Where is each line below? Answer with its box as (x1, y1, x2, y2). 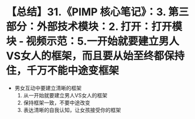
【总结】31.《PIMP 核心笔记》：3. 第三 (6, 5, 189, 19)
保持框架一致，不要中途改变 (23, 99, 91, 106)
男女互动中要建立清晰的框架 (14, 84, 82, 91)
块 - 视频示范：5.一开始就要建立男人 (6, 35, 180, 48)
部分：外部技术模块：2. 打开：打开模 (6, 20, 183, 33)
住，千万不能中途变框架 (6, 64, 119, 77)
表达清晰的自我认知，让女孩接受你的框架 (23, 106, 121, 113)
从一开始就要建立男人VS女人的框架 (23, 91, 108, 98)
